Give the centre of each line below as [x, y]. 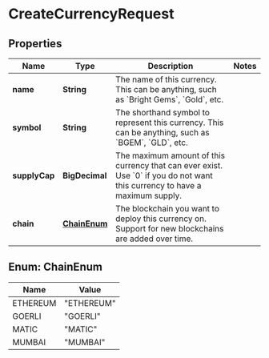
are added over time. [155, 239]
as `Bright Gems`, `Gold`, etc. [170, 99]
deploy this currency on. [161, 219]
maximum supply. [149, 195]
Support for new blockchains [170, 229]
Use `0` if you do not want [165, 175]
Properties [35, 44]
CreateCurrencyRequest [91, 14]
